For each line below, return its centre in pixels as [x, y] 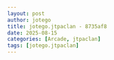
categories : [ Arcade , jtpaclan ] [54, 39]
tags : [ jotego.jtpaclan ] [43, 46]
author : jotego [29, 20]
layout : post [26, 13]
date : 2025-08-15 [32, 33]
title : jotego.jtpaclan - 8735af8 [57, 26]
